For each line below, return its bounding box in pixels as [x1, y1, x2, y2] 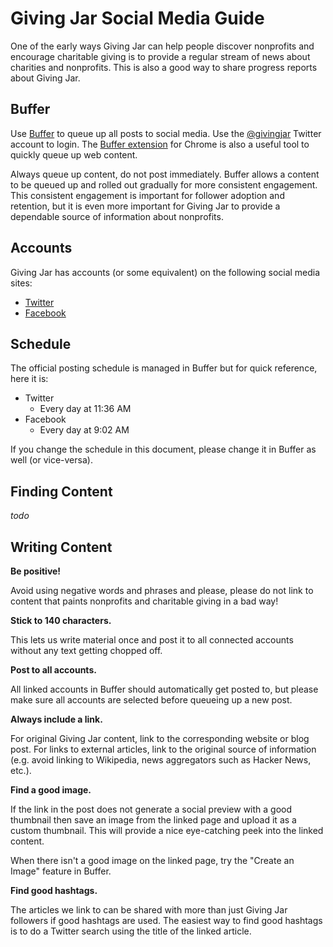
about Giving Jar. [10, 72, 81, 84]
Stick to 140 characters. [10, 615, 112, 626]
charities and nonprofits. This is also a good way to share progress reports [10, 61, 318, 73]
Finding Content [10, 483, 113, 500]
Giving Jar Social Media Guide [10, 7, 265, 30]
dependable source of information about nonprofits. [10, 210, 224, 222]
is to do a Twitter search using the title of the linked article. [10, 925, 252, 937]
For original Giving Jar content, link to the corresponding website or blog [10, 733, 310, 744]
